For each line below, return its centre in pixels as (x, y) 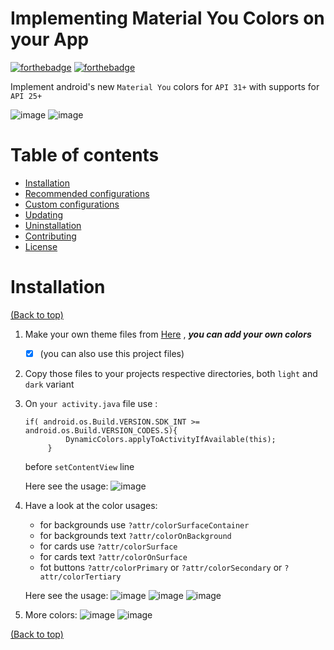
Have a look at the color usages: (91, 505)
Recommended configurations (87, 193)
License (41, 246)
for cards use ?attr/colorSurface (108, 546)
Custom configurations (72, 204)
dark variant (49, 384)
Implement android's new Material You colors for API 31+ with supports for (165, 86)
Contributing (50, 236)
